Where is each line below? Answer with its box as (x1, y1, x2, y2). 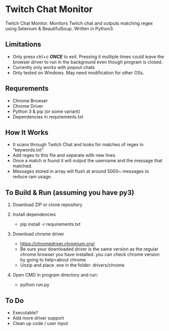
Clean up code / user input (12, 320, 68, 326)
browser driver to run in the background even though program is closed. (12, 59, 163, 65)
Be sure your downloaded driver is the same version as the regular (20, 246, 159, 252)
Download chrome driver (12, 231, 65, 237)
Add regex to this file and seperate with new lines (12, 152, 116, 158)
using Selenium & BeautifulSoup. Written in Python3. (5, 25, 115, 31)
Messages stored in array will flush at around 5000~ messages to (12, 168, 149, 174)
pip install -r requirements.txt (20, 221, 81, 227)
